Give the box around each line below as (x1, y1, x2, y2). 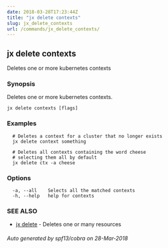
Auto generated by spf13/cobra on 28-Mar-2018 (7, 235, 128, 242)
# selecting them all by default (12, 154, 97, 160)
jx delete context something (12, 138, 86, 145)
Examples (7, 119, 37, 128)
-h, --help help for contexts (12, 193, 95, 199)
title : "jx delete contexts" (7, 15, 81, 21)
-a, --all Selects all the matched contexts (12, 187, 136, 193)
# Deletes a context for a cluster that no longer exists (12, 133, 163, 139)
